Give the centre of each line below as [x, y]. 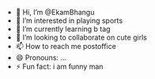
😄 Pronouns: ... [41, 58]
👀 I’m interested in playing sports [69, 21]
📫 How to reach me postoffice [66, 46]
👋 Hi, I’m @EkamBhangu [55, 12]
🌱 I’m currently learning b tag [63, 29]
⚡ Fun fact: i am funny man [59, 66]
